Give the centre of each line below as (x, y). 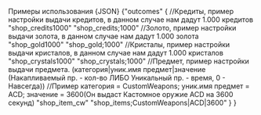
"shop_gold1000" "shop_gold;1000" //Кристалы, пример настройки (119, 45)
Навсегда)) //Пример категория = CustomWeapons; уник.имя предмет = (129, 86)
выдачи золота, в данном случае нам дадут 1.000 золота (103, 36)
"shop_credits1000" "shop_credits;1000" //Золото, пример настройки (122, 28)
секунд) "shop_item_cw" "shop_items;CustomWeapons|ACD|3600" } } (122, 102)
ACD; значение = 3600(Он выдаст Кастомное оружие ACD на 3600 (121, 94)
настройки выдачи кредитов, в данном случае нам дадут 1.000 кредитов (130, 20)
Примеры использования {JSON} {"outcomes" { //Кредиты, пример (121, 11)
